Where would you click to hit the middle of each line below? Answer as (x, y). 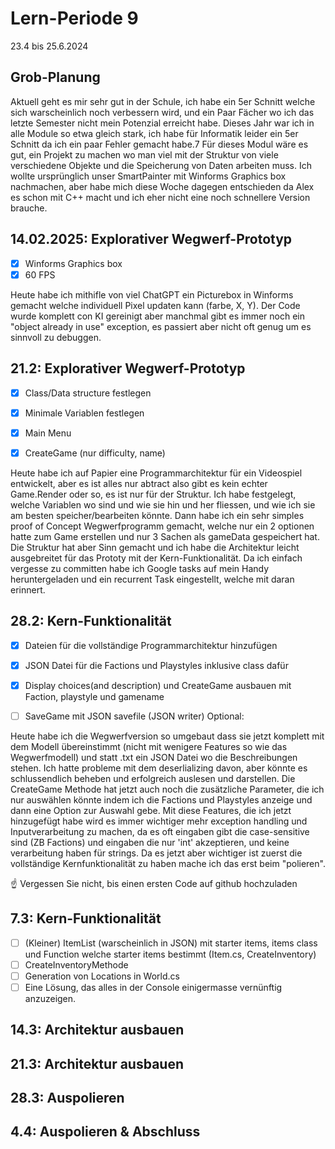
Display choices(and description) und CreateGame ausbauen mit (158, 685)
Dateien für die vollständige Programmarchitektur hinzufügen (151, 645)
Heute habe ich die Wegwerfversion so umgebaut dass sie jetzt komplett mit (167, 736)
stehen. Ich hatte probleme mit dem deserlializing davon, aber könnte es (159, 768)
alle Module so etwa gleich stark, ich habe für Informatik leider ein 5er (154, 133)
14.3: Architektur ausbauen (97, 1030)
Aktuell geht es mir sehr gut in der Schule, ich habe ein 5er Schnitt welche (163, 101)
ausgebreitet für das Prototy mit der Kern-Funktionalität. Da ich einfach (156, 558)
